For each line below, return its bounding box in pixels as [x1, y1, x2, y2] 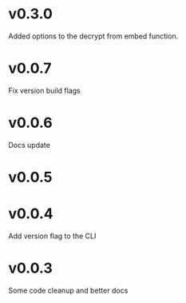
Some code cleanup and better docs [8, 285, 129, 295]
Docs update [8, 140, 50, 150]
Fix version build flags [8, 86, 81, 95]
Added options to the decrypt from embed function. [8, 31, 179, 41]
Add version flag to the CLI [8, 231, 97, 241]
